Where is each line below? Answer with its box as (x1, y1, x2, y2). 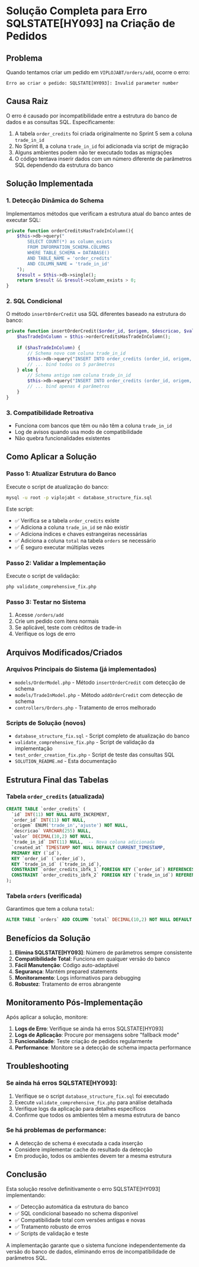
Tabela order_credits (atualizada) (6, 793, 105, 801)
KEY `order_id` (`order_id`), (11, 856, 86, 861)
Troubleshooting (6, 1061, 69, 1071)
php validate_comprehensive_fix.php (6, 584, 97, 590)
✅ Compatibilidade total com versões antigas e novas (14, 1216, 146, 1224)
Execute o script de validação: (6, 572, 80, 579)
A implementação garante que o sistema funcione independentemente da (6, 1241, 185, 1249)
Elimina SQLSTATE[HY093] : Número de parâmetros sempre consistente (14, 949, 192, 956)
